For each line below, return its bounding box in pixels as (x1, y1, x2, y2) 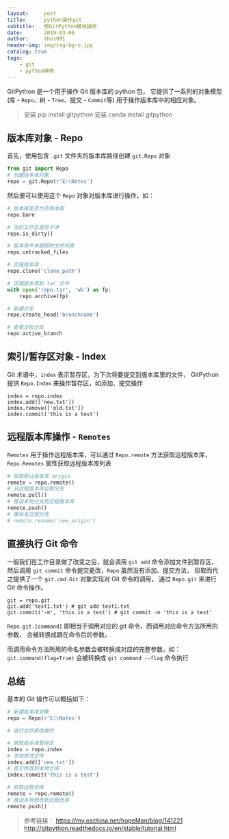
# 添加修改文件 (7, 752, 44, 759)
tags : (7, 55, 23, 62)
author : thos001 (7, 36, 66, 42)
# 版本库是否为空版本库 (7, 205, 65, 212)
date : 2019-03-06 (7, 29, 75, 36)
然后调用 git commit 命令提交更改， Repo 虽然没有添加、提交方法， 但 (7, 566, 200, 574)
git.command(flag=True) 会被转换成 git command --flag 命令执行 (7, 653, 189, 661)
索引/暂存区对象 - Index (7, 351, 107, 363)
